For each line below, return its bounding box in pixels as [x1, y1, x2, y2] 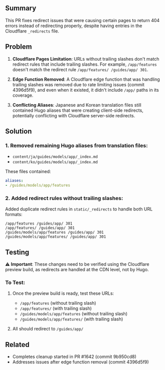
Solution [5, 127, 32, 136]
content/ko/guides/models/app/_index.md [12, 160, 98, 165]
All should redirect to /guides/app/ [12, 326, 83, 332]
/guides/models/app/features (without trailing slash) [19, 311, 127, 317]
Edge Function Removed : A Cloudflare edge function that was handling [12, 76, 160, 82]
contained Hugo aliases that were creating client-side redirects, [12, 107, 143, 113]
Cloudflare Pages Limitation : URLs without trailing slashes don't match [12, 56, 159, 62]
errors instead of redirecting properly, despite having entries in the [5, 23, 142, 29]
